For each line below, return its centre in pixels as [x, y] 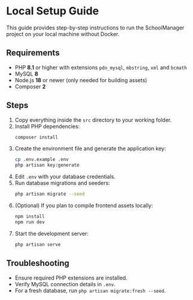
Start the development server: [52, 233]
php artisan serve [38, 244]
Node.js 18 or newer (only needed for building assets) [81, 80]
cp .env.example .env [42, 160]
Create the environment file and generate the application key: [90, 149]
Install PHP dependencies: [47, 126]
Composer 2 [30, 86]
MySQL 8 [27, 74]
